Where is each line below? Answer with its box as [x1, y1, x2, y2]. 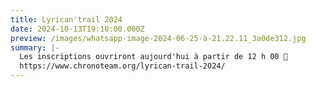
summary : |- [10, 42, 60, 53]
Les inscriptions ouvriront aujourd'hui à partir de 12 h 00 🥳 [19, 52, 288, 62]
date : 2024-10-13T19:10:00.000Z [10, 24, 145, 34]
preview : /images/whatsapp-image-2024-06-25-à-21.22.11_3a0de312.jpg [10, 33, 307, 43]
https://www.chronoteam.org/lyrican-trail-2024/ [19, 61, 226, 71]
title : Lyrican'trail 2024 [10, 14, 123, 25]
